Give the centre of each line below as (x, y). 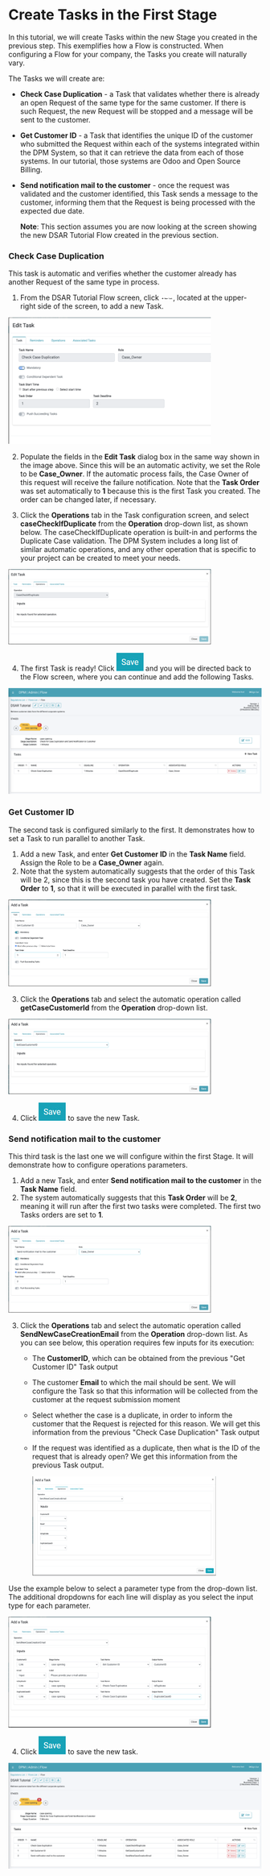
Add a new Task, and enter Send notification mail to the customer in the (141, 1180)
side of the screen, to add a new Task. (100, 306)
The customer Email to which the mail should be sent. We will (134, 1382)
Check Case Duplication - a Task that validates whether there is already (139, 93)
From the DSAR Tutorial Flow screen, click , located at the (121, 298)
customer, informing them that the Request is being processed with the (137, 202)
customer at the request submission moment (106, 1399)
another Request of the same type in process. (84, 282)
